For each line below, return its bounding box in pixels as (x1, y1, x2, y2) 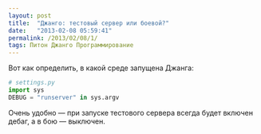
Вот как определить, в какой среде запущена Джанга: (8, 63, 194, 73)
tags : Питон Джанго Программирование (8, 41, 134, 49)
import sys (8, 86, 45, 94)
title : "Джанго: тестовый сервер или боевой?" (8, 19, 170, 27)
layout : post (8, 11, 52, 20)
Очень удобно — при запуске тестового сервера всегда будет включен (8, 108, 254, 117)
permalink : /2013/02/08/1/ (8, 33, 98, 42)
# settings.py (8, 79, 56, 87)
